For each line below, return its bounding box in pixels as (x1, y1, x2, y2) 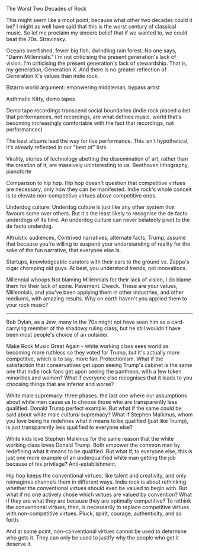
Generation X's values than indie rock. (6, 73, 99, 79)
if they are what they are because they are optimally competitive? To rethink (6, 497, 191, 504)
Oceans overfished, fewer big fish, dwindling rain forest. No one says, (6, 47, 176, 54)
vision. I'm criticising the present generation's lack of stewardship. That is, (6, 59, 188, 67)
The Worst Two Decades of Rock (6, 5, 87, 12)
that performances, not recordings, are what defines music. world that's (6, 113, 182, 120)
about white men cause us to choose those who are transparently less (6, 399, 178, 405)
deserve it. (6, 541, 33, 547)
